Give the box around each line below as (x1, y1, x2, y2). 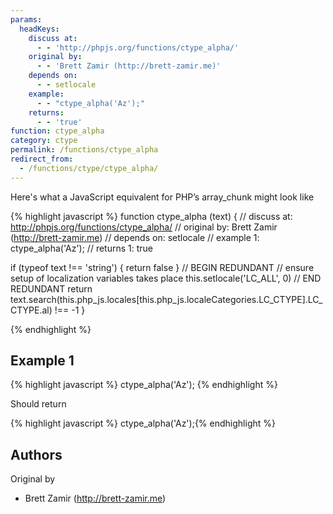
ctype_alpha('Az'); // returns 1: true (10, 242, 153, 254)
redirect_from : (10, 154, 74, 164)
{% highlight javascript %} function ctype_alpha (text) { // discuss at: (10, 210, 293, 222)
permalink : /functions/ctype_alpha (10, 145, 159, 155)
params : (10, 14, 43, 25)
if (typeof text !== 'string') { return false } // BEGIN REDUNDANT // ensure (10, 261, 315, 273)
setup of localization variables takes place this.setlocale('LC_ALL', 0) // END (10, 272, 322, 284)
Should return (10, 398, 67, 410)
